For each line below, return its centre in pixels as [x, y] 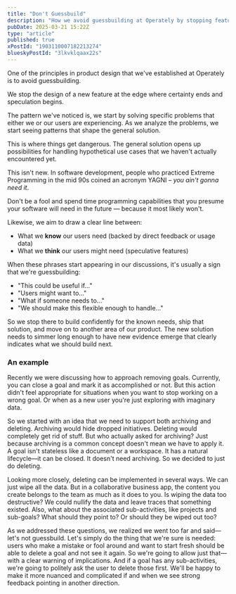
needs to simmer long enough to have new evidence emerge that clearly [112, 336]
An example [28, 362]
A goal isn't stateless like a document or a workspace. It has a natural [108, 451]
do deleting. [25, 466]
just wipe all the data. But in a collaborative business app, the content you [114, 487]
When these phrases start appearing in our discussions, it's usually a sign [114, 264]
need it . [18, 187]
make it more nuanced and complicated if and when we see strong [104, 576]
